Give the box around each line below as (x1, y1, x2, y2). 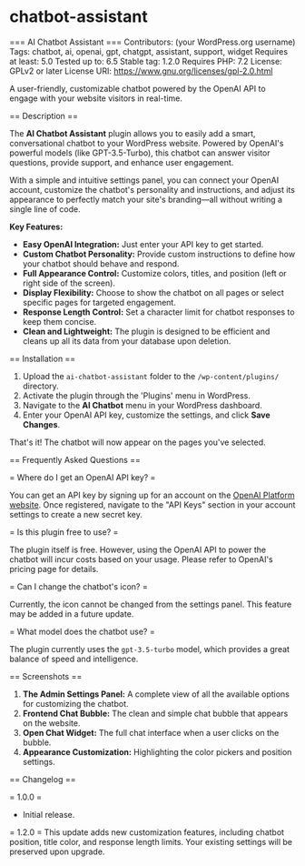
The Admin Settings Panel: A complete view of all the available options (22, 689, 290, 700)
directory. (22, 380, 59, 391)
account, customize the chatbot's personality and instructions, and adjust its (9, 184, 295, 195)
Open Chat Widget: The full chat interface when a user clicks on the (22, 727, 280, 738)
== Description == (9, 110, 79, 121)
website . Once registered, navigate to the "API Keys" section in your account (9, 498, 296, 510)
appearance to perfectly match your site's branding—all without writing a (9, 194, 283, 205)
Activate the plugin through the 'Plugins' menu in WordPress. (22, 389, 251, 401)
